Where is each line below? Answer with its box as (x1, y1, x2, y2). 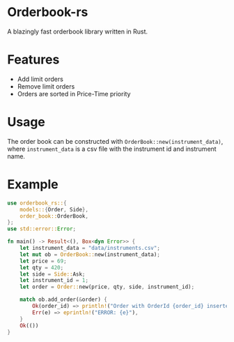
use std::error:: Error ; (7, 225, 77, 232)
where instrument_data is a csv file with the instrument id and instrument (7, 144, 217, 153)
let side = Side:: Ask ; (19, 270, 86, 278)
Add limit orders (17, 75, 64, 83)
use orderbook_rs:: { (7, 200, 68, 207)
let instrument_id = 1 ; (19, 277, 89, 284)
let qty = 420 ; (19, 264, 64, 271)
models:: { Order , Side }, (19, 206, 89, 213)
